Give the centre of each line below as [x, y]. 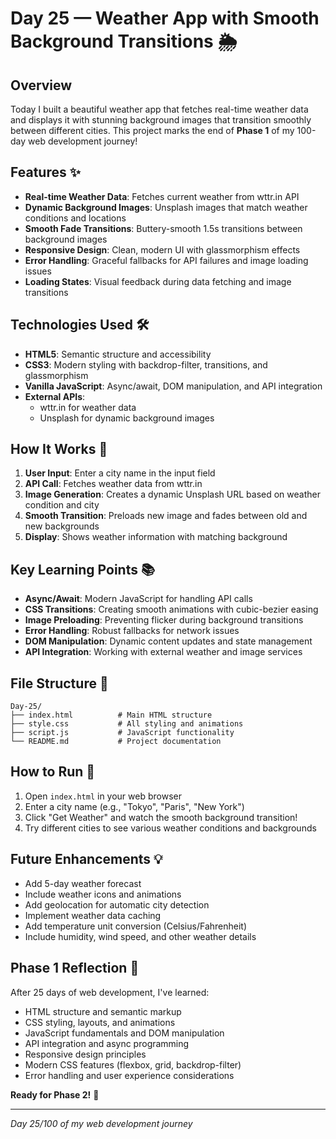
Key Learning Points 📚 [83, 569]
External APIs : [55, 396]
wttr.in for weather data [88, 407]
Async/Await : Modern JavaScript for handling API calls [138, 599]
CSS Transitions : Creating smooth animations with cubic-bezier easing [171, 609]
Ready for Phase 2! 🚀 [55, 1094]
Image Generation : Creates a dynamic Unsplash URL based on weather [172, 494]
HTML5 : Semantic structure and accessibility [118, 354]
